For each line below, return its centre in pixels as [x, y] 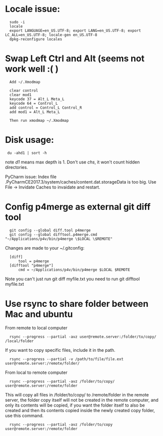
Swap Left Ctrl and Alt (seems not [75, 58]
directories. [17, 167]
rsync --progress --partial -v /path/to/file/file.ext [67, 359]
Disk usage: [30, 140]
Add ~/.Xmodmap [25, 82]
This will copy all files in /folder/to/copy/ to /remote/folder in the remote [77, 394]
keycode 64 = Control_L [34, 103]
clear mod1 [21, 95]
